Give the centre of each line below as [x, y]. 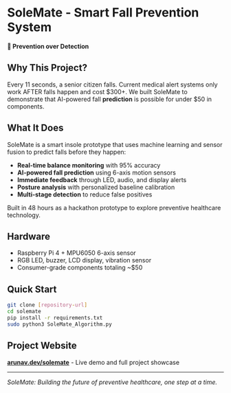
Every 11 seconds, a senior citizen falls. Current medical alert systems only [112, 85]
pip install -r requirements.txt [55, 317]
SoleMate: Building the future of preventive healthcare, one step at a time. [112, 382]
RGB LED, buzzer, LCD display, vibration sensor [84, 260]
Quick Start [32, 289]
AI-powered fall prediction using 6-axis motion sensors [97, 172]
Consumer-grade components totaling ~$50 [80, 268]
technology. [24, 215]
